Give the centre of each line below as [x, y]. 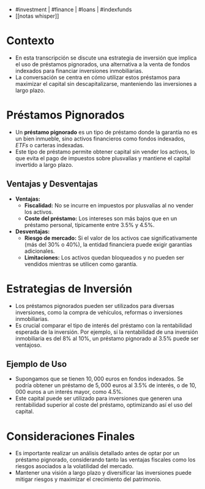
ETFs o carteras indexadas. [50, 145]
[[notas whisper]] [37, 16]
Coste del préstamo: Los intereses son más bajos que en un [101, 218]
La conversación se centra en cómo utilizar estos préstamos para [98, 77]
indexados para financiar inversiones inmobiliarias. [79, 71]
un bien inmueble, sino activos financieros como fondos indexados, [100, 139]
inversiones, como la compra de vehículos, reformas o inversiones [99, 312]
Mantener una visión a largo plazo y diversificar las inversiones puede [103, 473]
